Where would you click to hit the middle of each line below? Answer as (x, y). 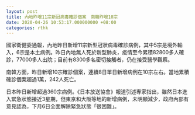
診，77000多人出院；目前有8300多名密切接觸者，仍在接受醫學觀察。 (90, 60)
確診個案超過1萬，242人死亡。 (43, 79)
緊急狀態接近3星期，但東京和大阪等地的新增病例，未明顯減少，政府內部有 (100, 99)
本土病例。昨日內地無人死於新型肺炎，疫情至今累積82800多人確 (107, 53)
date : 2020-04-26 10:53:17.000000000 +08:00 (61, 22)
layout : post (22, 11)
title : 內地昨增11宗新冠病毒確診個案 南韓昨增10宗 (62, 17)
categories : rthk (27, 28)
